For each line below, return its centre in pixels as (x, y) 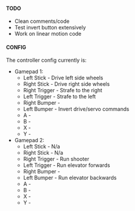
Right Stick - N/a (43, 153)
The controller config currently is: (46, 60)
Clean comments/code (42, 21)
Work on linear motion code (48, 34)
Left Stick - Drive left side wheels (63, 78)
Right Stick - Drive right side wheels (66, 84)
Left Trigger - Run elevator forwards (67, 165)
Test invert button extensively (50, 28)
